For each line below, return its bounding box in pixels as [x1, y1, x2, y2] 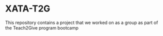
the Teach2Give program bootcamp [5, 24, 78, 30]
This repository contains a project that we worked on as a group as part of [5, 19, 158, 25]
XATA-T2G [5, 3, 50, 14]
